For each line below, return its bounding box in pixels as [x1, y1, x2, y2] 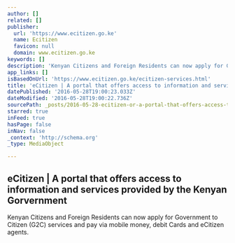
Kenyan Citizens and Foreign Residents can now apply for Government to [7, 213, 218, 221]
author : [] [7, 10, 39, 18]
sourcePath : [7, 102, 42, 109]
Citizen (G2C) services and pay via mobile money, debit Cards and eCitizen [7, 220, 225, 228]
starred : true [7, 108, 49, 115]
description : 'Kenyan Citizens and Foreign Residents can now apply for [7, 62, 224, 69]
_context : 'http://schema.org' [7, 134, 99, 141]
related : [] [7, 17, 42, 24]
